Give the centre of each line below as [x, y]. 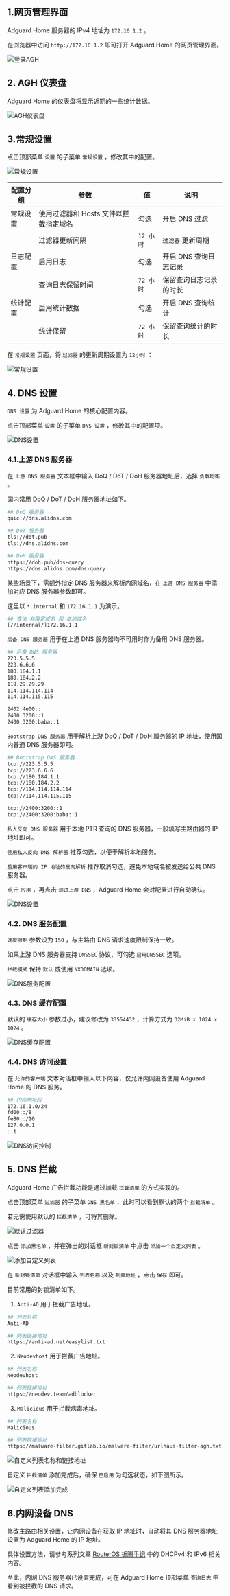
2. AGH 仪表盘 [37, 83]
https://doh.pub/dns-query [46, 562]
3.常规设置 [30, 139]
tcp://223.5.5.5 [30, 764]
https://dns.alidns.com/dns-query [56, 568]
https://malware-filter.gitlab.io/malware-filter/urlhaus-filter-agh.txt [115, 1446]
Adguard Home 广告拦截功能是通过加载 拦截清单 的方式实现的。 [95, 1187]
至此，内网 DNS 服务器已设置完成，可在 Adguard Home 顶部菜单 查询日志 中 [113, 1577]
